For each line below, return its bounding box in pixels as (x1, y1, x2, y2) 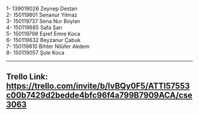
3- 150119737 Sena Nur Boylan (6, 18, 81, 24)
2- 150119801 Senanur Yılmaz (6, 11, 78, 18)
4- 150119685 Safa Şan (6, 24, 62, 31)
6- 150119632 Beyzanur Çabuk (6, 37, 81, 43)
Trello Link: (6, 72, 49, 82)
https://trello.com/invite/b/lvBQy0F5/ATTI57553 (6, 81, 190, 91)
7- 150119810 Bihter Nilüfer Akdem (6, 43, 90, 50)
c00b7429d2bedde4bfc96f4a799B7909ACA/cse (6, 90, 192, 100)
